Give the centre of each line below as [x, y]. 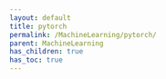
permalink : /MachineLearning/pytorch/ [83, 35]
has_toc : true [36, 60]
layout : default [40, 18]
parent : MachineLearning [57, 43]
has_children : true [47, 52]
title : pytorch [38, 26]
